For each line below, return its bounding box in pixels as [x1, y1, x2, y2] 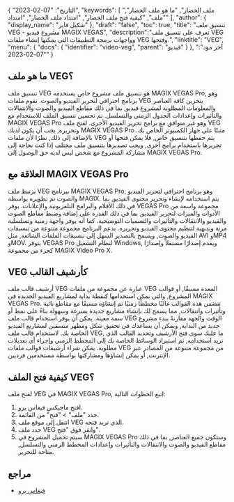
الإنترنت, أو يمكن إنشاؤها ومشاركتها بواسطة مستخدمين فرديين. [8, 351, 171, 359]
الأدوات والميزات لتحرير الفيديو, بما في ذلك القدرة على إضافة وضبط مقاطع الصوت [8, 209, 220, 217]
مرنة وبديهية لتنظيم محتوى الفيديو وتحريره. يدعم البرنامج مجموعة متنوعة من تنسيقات [8, 223, 228, 232]
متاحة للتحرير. [17, 448, 54, 456]
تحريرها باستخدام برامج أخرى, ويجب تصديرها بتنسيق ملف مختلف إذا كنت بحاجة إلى [8, 141, 222, 149]
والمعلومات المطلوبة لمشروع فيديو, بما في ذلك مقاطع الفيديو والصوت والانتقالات [8, 104, 217, 112]
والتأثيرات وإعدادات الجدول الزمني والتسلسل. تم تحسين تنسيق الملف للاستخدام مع [8, 111, 222, 119]
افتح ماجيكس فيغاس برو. [17, 403, 83, 411]
